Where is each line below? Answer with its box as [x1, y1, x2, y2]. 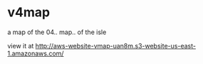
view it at [7, 41, 34, 50]
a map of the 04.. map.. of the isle [7, 28, 107, 36]
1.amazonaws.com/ [7, 49, 64, 58]
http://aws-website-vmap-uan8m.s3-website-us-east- [35, 41, 196, 50]
